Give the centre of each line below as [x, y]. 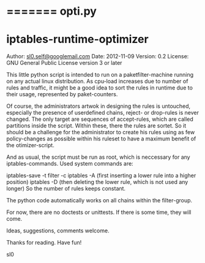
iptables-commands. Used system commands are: [70, 164]
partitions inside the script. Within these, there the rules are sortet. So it [96, 126]
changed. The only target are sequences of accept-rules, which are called [100, 119]
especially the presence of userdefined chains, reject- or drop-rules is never [103, 113]
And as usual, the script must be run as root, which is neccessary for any [99, 157]
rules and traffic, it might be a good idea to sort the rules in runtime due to [99, 88]
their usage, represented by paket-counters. [62, 94]
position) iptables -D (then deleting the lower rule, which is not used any [97, 182]
